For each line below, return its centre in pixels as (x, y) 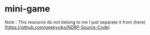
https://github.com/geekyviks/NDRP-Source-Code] (58, 27)
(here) (139, 22)
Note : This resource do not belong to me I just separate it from (68, 22)
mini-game (27, 9)
